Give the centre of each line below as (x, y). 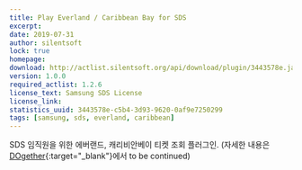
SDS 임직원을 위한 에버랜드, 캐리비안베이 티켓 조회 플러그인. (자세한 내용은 (140, 145)
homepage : (28, 59)
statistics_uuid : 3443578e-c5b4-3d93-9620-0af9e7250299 (116, 110)
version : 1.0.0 (38, 76)
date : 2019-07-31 (42, 34)
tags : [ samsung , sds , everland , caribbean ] (92, 118)
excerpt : (26, 26)
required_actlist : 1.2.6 (56, 85)
